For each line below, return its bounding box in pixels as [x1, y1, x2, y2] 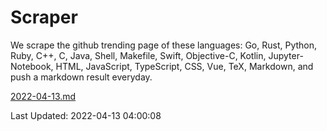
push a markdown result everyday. [10, 71, 153, 83]
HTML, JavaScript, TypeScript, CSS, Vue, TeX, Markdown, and [55, 60, 314, 72]
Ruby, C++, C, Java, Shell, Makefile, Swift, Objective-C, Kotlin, [10, 49, 267, 61]
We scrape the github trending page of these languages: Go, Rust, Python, [10, 39, 318, 51]
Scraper [10, 6, 78, 29]
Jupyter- [268, 49, 304, 61]
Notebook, [10, 60, 54, 72]
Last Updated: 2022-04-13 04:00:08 [10, 109, 162, 121]
